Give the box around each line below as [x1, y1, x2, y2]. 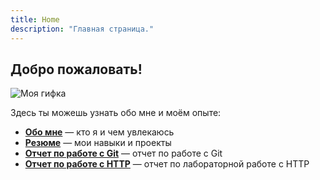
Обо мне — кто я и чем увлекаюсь [24, 126, 175, 138]
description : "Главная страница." [10, 24, 155, 34]
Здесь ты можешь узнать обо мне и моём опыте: [10, 107, 222, 119]
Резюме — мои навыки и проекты [24, 137, 172, 149]
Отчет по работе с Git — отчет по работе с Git [24, 147, 223, 160]
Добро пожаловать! [10, 61, 143, 78]
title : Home [10, 14, 60, 25]
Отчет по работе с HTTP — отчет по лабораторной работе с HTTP [24, 158, 310, 170]
